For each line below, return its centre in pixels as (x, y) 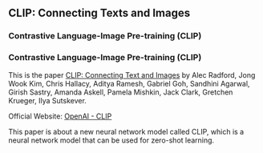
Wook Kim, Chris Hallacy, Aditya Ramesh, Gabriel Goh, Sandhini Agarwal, (129, 83)
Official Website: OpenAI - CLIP (60, 116)
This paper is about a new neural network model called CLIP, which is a (126, 131)
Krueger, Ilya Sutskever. (47, 100)
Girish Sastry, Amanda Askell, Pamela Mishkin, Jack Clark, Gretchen (121, 92)
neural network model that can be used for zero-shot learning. (111, 140)
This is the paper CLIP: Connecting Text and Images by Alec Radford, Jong (132, 74)
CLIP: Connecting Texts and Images (99, 13)
